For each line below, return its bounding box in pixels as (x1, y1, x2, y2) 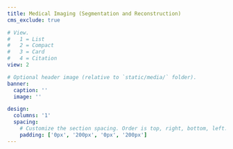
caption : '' (13, 87, 49, 94)
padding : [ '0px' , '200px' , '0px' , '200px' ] (19, 131, 148, 139)
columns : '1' (13, 112, 51, 119)
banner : (7, 80, 30, 87)
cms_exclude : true (7, 17, 60, 24)
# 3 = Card (7, 49, 45, 55)
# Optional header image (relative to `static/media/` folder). (7, 73, 197, 80)
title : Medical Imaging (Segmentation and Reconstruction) (7, 10, 182, 17)
